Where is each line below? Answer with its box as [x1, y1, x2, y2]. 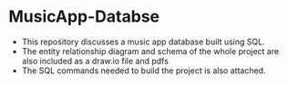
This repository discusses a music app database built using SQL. [21, 36, 265, 47]
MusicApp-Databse [8, 6, 160, 27]
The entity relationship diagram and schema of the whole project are [21, 45, 280, 56]
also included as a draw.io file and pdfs [21, 55, 170, 66]
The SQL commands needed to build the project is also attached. [21, 65, 266, 76]
